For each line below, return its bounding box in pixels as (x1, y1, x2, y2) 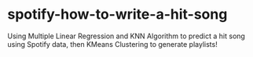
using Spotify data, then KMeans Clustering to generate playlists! (7, 39, 218, 48)
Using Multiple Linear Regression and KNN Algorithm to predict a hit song (7, 31, 245, 41)
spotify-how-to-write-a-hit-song (7, 5, 228, 23)
